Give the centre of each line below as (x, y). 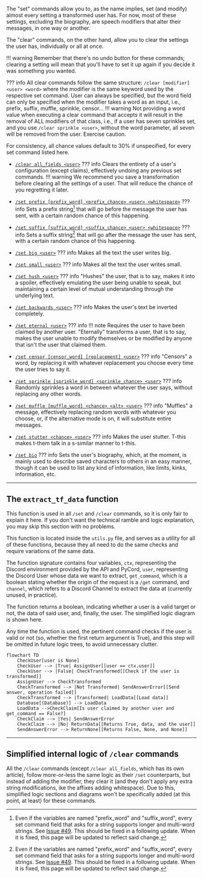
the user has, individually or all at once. (55, 46)
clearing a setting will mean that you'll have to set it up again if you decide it (101, 64)
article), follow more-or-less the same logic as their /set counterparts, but (98, 774)
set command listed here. (38, 152)
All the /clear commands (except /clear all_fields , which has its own (95, 768)
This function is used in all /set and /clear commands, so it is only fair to (97, 514)
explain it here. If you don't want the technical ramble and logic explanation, (101, 520)
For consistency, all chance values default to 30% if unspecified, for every (99, 146)
